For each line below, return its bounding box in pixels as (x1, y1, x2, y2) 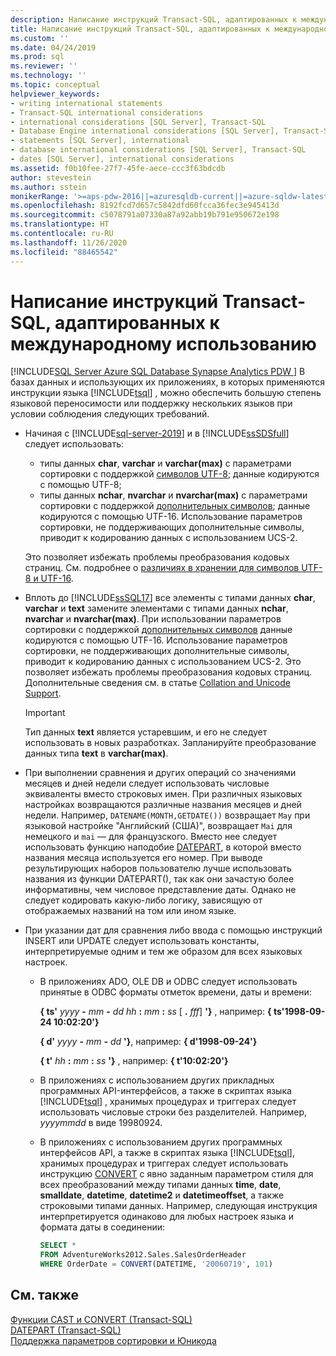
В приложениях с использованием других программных (39, 1136, 283, 1148)
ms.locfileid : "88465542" (10, 247, 118, 257)
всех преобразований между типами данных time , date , (39, 1179, 282, 1191)
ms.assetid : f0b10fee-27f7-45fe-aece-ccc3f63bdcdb (10, 163, 226, 173)
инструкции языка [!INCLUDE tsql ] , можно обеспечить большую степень (10, 387, 322, 399)
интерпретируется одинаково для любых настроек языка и (39, 1211, 294, 1223)
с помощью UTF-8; (39, 479, 122, 491)
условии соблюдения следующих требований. (10, 408, 210, 420)
